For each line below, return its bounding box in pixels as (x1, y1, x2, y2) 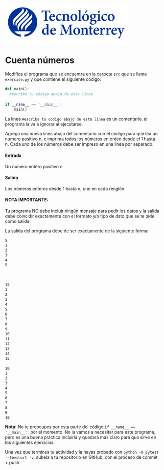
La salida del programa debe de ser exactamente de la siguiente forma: (5, 228, 149, 234)
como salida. (5, 218, 31, 224)
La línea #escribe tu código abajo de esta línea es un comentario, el (5, 116, 148, 122)
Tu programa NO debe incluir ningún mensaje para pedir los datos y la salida (5, 208, 160, 214)
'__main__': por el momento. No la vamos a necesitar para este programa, (5, 429, 156, 435)
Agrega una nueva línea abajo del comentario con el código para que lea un (5, 131, 158, 137)
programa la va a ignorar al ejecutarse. (5, 121, 83, 127)
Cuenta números (5, 55, 75, 66)
